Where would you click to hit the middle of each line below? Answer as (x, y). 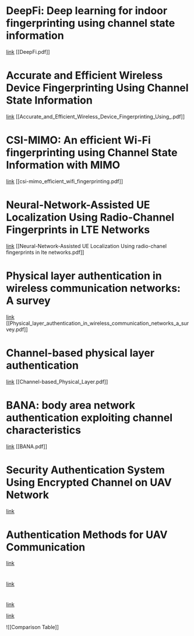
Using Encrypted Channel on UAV (89, 482)
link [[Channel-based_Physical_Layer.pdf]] (57, 381)
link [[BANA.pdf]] (27, 446)
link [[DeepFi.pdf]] (28, 51)
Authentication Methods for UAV (87, 534)
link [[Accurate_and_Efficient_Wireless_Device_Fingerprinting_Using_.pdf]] (96, 116)
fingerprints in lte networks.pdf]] (45, 252)
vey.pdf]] (17, 329)
